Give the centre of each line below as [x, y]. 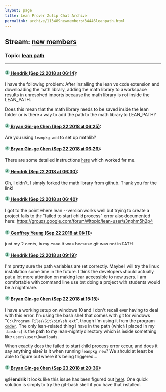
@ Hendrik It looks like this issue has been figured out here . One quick [77, 379]
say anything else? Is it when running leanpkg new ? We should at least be [79, 351]
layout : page [19, 10]
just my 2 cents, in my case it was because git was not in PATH [69, 244]
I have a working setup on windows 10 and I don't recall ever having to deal [82, 310]
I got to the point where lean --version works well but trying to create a [77, 211]
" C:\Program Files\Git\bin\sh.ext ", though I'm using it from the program [80, 320]
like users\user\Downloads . [32, 336]
